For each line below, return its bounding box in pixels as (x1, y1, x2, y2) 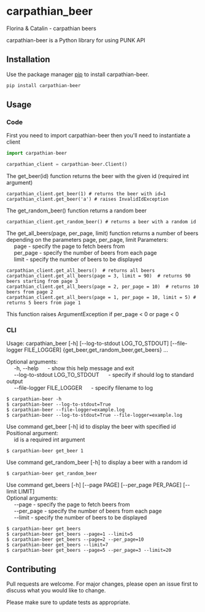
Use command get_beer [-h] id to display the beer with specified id (6, 423, 176, 430)
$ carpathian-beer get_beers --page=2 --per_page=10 (6, 536, 144, 543)
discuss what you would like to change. (6, 587, 106, 594)
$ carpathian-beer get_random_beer (6, 471, 98, 477)
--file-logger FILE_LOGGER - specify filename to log (14, 384, 153, 392)
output (6, 378, 23, 385)
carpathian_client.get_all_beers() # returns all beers (6, 268, 155, 274)
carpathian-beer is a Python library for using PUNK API (6, 36, 145, 44)
